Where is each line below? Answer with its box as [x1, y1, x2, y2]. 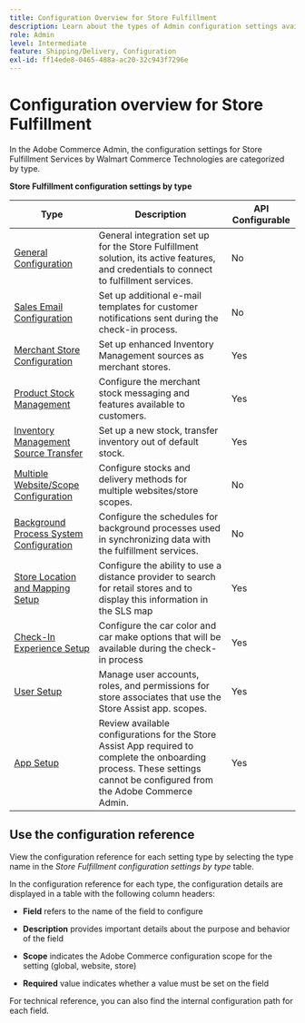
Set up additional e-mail [98, 289, 202, 301]
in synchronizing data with [98, 533, 212, 546]
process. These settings [98, 762, 202, 774]
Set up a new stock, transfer [98, 424, 219, 437]
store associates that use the [98, 691, 222, 703]
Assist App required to [98, 739, 193, 752]
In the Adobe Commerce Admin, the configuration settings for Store [9, 143, 263, 154]
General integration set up [98, 229, 211, 241]
